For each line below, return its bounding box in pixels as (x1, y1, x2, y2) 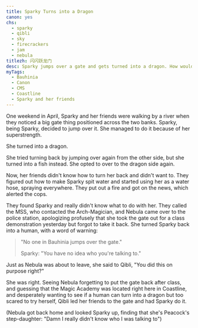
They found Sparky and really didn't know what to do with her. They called (6, 201, 187, 209)
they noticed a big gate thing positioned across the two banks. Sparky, (6, 118, 178, 125)
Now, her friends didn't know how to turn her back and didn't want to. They (6, 171, 189, 178)
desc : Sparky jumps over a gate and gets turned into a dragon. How (6, 63, 178, 69)
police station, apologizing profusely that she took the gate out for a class (6, 214, 185, 221)
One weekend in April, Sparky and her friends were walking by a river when (6, 112, 190, 120)
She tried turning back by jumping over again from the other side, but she (6, 154, 184, 161)
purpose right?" (6, 267, 44, 274)
